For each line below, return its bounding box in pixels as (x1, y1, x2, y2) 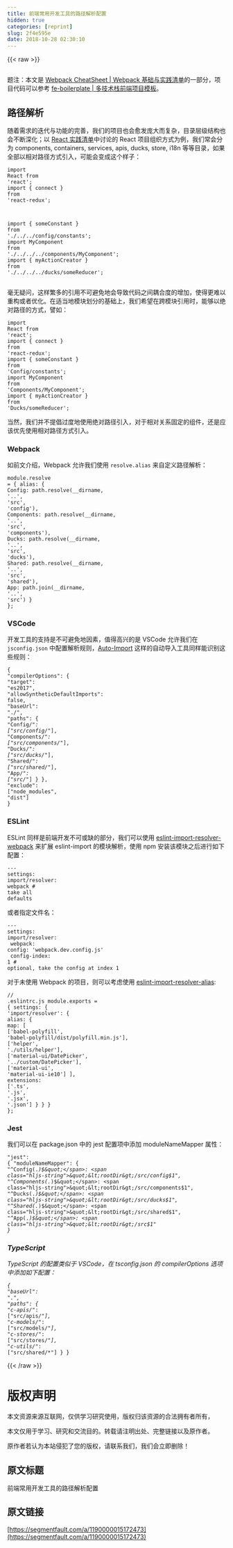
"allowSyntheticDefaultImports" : (7, 691, 104, 698)
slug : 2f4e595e (7, 29, 51, 37)
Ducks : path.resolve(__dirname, (7, 536, 101, 543)
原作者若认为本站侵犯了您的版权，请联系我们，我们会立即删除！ (7, 1442, 189, 1451)
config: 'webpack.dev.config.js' (7, 946, 104, 953)
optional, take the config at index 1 (7, 964, 119, 971)
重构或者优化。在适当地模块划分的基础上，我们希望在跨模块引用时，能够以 (7, 296, 220, 305)
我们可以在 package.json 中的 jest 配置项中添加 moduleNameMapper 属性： (7, 1140, 224, 1149)
